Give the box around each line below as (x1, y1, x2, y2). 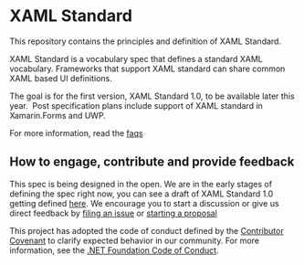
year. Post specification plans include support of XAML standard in (9, 100, 263, 111)
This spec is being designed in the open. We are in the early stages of (9, 178, 272, 189)
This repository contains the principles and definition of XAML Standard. (9, 36, 281, 47)
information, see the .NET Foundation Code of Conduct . (9, 244, 219, 256)
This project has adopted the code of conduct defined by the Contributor (9, 225, 285, 236)
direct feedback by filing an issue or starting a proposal (9, 207, 217, 218)
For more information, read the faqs (9, 127, 143, 138)
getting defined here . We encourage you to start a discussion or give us (9, 197, 280, 208)
